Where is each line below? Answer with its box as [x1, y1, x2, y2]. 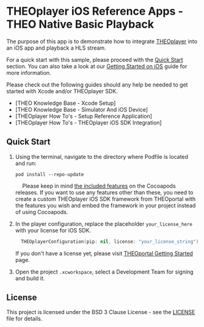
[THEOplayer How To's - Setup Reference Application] [15, 112, 153, 120]
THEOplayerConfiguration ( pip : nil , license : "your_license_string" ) [21, 238, 199, 245]
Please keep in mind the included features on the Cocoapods [22, 182, 176, 190]
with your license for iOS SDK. [15, 226, 92, 234]
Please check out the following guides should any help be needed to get [6, 81, 188, 88]
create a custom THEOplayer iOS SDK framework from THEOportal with [15, 195, 196, 202]
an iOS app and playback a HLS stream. [6, 44, 106, 52]
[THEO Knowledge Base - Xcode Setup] [15, 99, 116, 107]
